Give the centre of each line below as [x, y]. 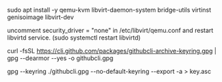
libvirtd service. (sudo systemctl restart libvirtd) [74, 38]
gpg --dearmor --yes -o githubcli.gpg [60, 58]
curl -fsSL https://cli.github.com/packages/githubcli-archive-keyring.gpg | [112, 51]
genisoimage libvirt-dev [40, 17]
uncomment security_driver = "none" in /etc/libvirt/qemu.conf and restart [110, 30]
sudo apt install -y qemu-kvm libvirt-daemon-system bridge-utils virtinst [109, 10]
